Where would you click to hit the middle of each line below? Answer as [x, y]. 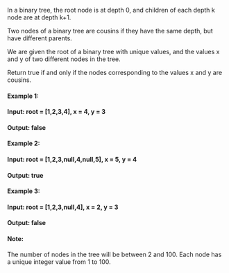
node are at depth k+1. [39, 17]
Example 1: [23, 96]
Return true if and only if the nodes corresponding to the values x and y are [115, 73]
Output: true [25, 175]
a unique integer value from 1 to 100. [59, 262]
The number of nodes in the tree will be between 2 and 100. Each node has [114, 254]
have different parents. [40, 38]
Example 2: [24, 143]
